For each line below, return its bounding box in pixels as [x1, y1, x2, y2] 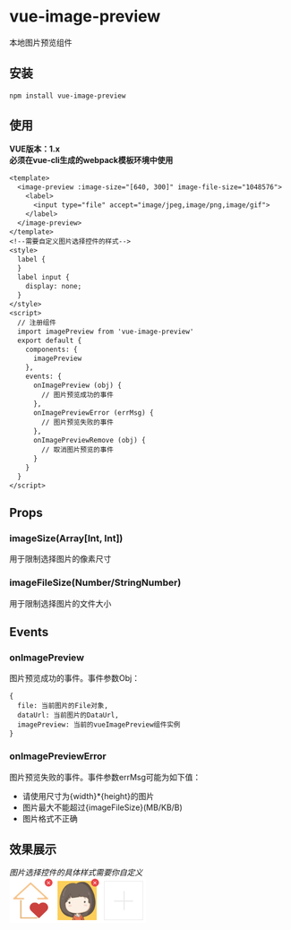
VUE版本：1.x [9, 143, 61, 154]
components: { [25, 345, 78, 354]
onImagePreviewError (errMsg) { [32, 408, 154, 418]
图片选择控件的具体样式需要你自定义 [9, 867, 143, 878]
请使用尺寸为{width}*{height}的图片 [21, 790, 155, 801]
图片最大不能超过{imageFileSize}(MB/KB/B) [21, 802, 184, 813]
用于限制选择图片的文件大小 [9, 598, 112, 608]
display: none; [25, 281, 82, 290]
